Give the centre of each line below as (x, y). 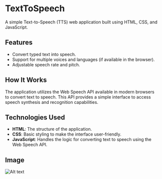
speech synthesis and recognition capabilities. (52, 102)
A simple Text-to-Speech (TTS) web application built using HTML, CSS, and (81, 22)
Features (19, 43)
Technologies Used (35, 117)
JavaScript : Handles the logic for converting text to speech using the (82, 139)
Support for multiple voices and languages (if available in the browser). (83, 60)
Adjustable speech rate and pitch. (46, 64)
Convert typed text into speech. (44, 54)
